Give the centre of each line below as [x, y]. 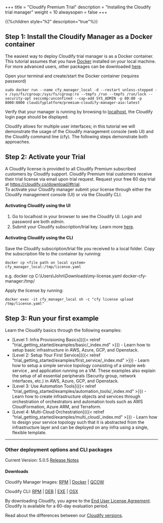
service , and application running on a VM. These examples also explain [84, 371]
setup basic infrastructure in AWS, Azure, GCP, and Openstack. [75, 350]
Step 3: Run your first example [52, 318]
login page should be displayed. [37, 117]
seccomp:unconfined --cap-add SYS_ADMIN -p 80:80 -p [88, 98]
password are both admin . [38, 221]
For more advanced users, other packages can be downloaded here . [73, 66]
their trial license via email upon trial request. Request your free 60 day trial [80, 179]
